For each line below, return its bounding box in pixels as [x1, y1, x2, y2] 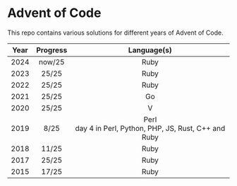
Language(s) [128, 45, 173, 54]
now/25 [38, 57, 65, 66]
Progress [36, 45, 68, 54]
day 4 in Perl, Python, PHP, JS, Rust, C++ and [75, 123, 226, 133]
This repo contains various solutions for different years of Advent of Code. [7, 28, 224, 37]
